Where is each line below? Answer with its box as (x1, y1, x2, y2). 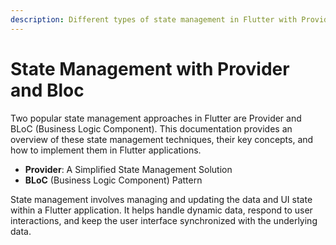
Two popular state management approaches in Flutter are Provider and (10, 112, 302, 124)
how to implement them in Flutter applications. (10, 144, 202, 156)
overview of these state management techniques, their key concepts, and (10, 133, 314, 145)
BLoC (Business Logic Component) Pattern (24, 174, 203, 186)
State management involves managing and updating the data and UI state (10, 193, 313, 205)
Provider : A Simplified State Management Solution (24, 163, 233, 175)
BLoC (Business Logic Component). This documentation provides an (10, 122, 293, 135)
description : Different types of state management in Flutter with (10, 14, 298, 25)
